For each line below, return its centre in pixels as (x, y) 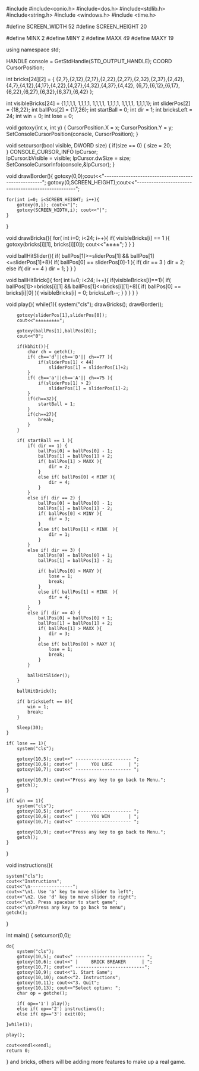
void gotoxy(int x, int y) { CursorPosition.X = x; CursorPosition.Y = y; (90, 127)
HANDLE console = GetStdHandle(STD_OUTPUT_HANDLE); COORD (89, 61)
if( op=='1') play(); (43, 1004)
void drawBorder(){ (30, 176)
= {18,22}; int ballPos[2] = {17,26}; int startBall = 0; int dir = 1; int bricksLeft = (99, 109)
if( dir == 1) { (48, 446)
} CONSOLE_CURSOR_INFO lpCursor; (52, 152)
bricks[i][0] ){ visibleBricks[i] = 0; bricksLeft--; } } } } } (72, 293)
